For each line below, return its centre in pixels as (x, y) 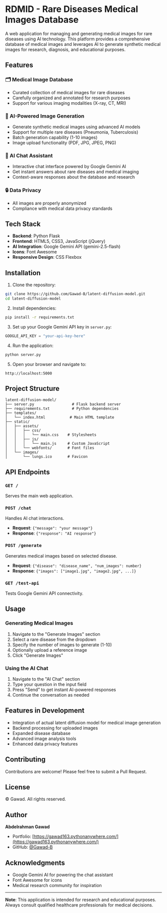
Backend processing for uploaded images (55, 728)
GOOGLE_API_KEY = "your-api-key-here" (45, 336)
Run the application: (33, 346)
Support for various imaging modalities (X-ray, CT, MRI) (69, 103)
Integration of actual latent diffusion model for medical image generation (86, 723)
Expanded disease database (42, 733)
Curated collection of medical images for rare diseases (69, 92)
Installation (23, 273)
